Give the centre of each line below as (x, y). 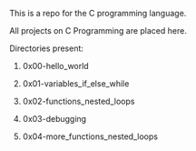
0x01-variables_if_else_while (76, 84)
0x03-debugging (54, 119)
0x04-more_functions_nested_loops (90, 136)
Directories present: (47, 48)
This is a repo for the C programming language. (98, 13)
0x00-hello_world (55, 66)
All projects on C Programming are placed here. (98, 30)
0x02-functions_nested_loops (78, 101)
